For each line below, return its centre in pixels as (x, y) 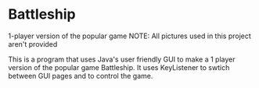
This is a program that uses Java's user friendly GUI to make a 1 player (122, 59)
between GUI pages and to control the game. (81, 76)
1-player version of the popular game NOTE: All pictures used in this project (130, 36)
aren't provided (33, 44)
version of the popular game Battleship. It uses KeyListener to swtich (119, 67)
